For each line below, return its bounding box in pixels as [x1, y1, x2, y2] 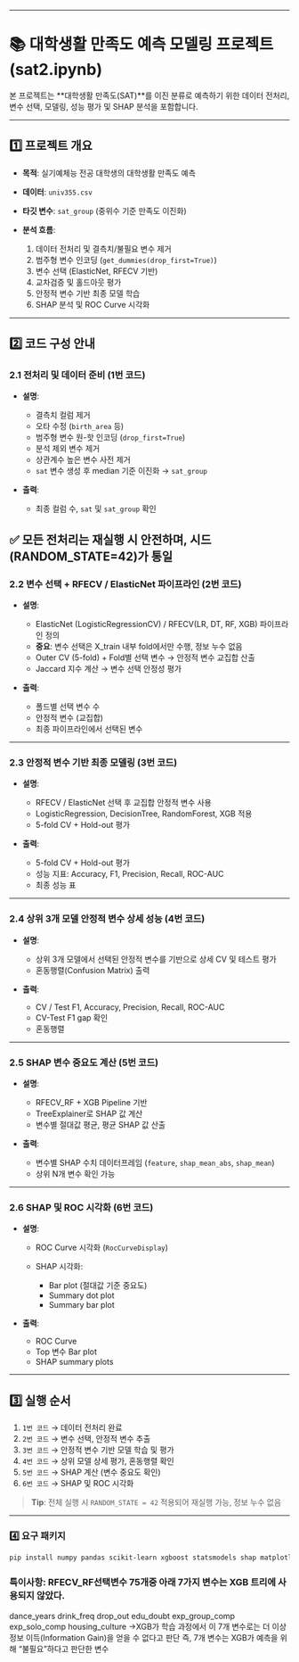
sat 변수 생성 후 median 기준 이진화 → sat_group [35, 466, 207, 476]
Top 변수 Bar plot [35, 1346, 98, 1357]
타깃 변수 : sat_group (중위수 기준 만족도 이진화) [21, 205, 187, 216]
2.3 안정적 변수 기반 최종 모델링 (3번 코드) [9, 757, 178, 769]
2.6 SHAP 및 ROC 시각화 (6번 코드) [9, 1201, 154, 1213]
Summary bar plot [48, 1300, 116, 1311]
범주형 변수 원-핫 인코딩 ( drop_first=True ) [35, 432, 186, 442]
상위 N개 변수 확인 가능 [35, 1169, 116, 1179]
